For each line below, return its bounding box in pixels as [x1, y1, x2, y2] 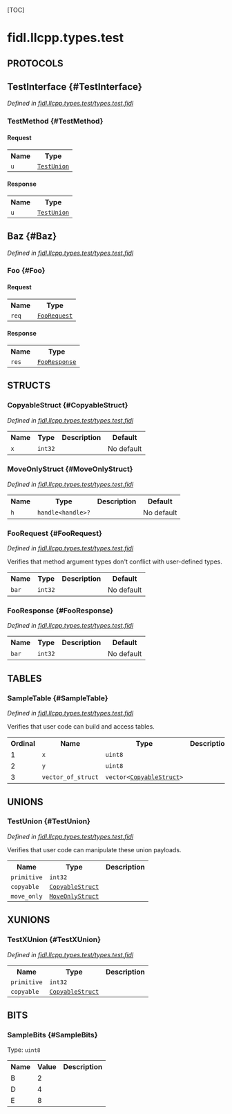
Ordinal [10, 739, 36, 749]
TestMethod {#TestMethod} [7, 117, 104, 126]
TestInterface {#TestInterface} [7, 81, 143, 93]
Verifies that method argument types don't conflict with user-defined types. [7, 557, 223, 566]
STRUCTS [7, 380, 50, 392]
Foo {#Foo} [7, 266, 46, 276]
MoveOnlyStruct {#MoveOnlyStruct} [7, 464, 133, 474]
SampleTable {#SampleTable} [7, 693, 108, 703]
